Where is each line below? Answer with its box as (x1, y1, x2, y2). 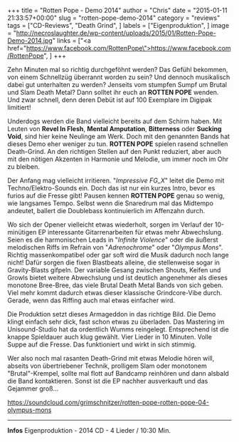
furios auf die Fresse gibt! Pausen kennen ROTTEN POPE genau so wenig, (7, 192, 225, 200)
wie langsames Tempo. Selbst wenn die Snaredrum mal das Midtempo (7, 199, 213, 207)
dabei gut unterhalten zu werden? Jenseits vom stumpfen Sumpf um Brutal (7, 81, 228, 88)
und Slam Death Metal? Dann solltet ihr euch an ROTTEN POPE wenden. (7, 88, 219, 96)
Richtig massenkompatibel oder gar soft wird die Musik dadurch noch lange (7, 251, 229, 259)
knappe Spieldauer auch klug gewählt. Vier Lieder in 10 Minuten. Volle (7, 333, 212, 341)
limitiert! (7, 103, 31, 111)
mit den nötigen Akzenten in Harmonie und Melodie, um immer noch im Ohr (7, 155, 229, 163)
